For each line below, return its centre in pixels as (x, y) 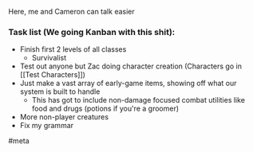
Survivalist (49, 58)
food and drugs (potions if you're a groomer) (105, 109)
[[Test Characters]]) (53, 75)
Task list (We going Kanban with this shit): (92, 32)
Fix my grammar (47, 126)
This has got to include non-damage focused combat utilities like (138, 100)
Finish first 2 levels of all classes (73, 49)
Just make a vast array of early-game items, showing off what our (128, 84)
